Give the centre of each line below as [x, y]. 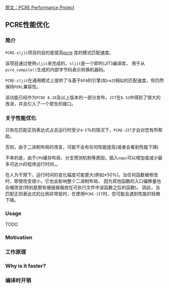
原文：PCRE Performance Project [40, 7]
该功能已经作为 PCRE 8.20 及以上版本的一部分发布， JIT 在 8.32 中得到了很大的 [83, 97]
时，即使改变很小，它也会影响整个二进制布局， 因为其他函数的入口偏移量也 [83, 181]
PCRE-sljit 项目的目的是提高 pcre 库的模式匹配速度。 [60, 53]
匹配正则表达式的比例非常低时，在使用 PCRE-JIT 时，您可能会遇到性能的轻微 [83, 194]
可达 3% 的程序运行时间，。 [35, 164]
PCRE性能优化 [27, 25]
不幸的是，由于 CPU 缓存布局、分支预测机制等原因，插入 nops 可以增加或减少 [82, 158]
